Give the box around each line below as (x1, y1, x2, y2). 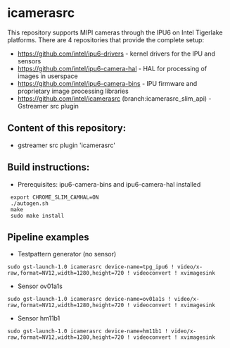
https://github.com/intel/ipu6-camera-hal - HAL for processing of (17, 64, 207, 73)
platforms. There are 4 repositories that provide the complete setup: (7, 35, 205, 44)
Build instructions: (7, 161, 90, 173)
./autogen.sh (10, 199, 49, 207)
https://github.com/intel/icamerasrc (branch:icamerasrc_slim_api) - (17, 94, 212, 103)
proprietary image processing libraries (17, 87, 129, 95)
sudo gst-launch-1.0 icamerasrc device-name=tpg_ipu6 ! (7, 263, 174, 271)
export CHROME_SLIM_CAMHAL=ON (10, 194, 99, 201)
